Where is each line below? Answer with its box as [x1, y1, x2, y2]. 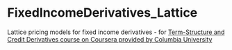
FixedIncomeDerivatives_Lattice [7, 5, 198, 21]
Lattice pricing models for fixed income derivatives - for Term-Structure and [7, 28, 225, 36]
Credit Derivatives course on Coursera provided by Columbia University [7, 35, 213, 43]
